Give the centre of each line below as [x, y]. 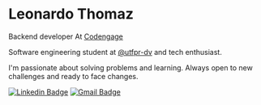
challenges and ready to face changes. [73, 76]
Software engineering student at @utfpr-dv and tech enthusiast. [116, 52]
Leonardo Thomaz [71, 14]
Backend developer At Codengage [66, 36]
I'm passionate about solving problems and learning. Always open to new [130, 67]
